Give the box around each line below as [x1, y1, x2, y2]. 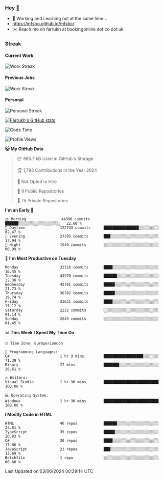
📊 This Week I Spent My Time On [5, 329, 74, 335]
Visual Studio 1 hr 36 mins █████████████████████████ [5, 379, 159, 384]
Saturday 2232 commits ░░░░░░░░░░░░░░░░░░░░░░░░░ [5, 308, 159, 313]
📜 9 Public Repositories [17, 188, 64, 194]
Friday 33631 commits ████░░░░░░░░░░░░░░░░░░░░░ [5, 299, 159, 304]
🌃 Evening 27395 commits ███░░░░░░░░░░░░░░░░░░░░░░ [5, 234, 159, 239]
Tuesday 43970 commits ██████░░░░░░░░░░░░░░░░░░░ [5, 273, 159, 278]
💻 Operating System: [5, 393, 49, 398]
